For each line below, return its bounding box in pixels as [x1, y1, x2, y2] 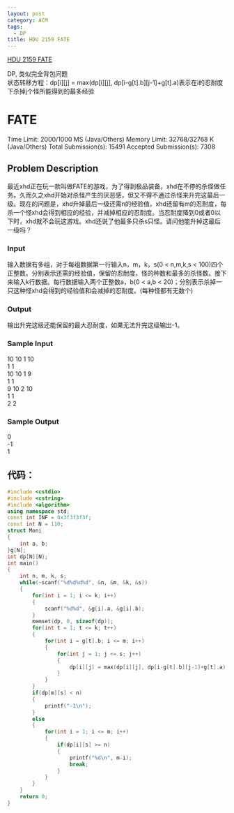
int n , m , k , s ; [19, 573, 68, 580]
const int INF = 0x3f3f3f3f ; [7, 514, 92, 521]
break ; [69, 761, 89, 768]
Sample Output [7, 417, 59, 426]
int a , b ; [19, 540, 49, 547]
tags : [7, 23, 23, 30]
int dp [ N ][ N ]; [7, 553, 49, 560]
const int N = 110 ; [7, 521, 64, 528]
